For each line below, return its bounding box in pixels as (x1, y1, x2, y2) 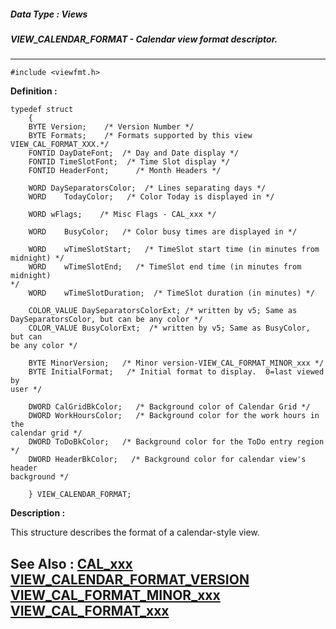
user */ (10, 385, 43, 395)
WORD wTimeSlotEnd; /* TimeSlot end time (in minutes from (28, 262, 302, 272)
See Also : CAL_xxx (10, 555, 133, 572)
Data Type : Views (10, 8, 88, 20)
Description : (10, 507, 66, 519)
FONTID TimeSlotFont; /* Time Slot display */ (28, 157, 230, 167)
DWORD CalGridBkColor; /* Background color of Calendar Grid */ (28, 402, 311, 412)
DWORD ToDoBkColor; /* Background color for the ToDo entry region (28, 437, 325, 447)
